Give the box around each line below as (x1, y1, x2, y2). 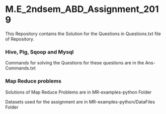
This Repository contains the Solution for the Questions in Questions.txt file (5, 30, 161, 36)
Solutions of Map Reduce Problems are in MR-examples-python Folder (5, 89, 152, 95)
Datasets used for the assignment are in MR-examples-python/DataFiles (5, 98, 155, 104)
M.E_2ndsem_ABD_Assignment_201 (5, 3, 159, 15)
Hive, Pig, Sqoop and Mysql (5, 48, 74, 55)
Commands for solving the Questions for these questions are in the (5, 60, 144, 66)
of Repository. (5, 36, 34, 42)
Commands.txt (5, 65, 36, 71)
